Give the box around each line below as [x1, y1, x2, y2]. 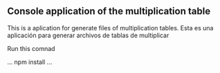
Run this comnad [7, 44, 55, 52]
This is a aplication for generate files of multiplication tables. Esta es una [7, 23, 214, 32]
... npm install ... [7, 58, 53, 66]
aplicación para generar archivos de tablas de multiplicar [7, 31, 169, 39]
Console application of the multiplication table [7, 6, 211, 17]
